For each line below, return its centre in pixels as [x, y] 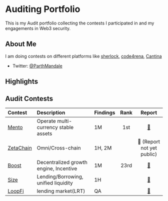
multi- [65, 121]
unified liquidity [55, 182]
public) [149, 154]
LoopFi [16, 191]
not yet [149, 147]
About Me [21, 44]
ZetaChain [20, 147]
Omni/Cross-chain [59, 147]
